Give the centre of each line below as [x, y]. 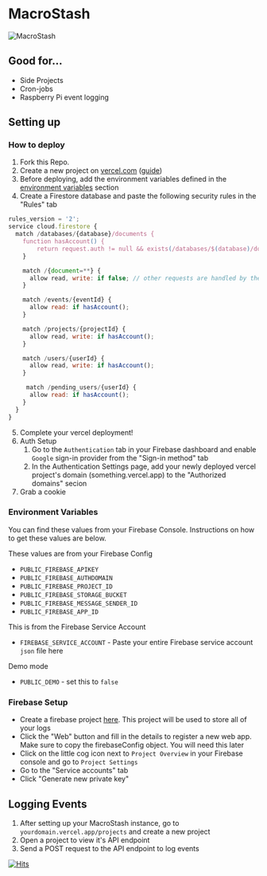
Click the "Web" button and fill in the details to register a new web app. [135, 737]
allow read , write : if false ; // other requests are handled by [138, 278]
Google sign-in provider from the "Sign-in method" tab [120, 458]
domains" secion [59, 483]
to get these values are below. [58, 538]
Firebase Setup [38, 702]
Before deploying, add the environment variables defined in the [123, 179]
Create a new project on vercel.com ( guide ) [91, 171]
